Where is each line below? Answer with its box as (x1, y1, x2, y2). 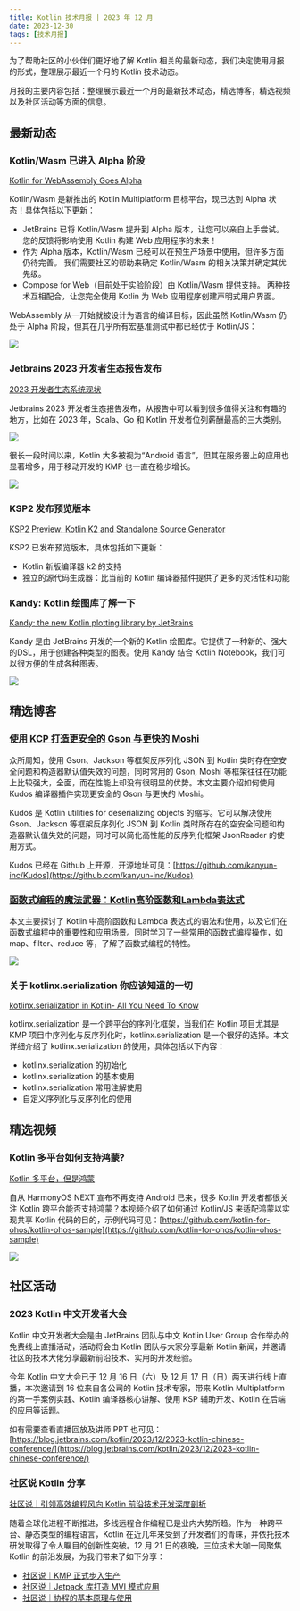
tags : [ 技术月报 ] (9, 29, 69, 38)
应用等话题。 (16, 1405, 64, 1415)
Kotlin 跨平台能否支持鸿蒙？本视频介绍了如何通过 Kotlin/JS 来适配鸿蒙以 (19, 1203, 283, 1213)
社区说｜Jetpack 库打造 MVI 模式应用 (21, 1581, 160, 1591)
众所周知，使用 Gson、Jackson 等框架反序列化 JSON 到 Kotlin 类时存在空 (9, 754, 279, 765)
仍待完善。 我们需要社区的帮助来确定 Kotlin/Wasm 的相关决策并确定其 (21, 257, 279, 268)
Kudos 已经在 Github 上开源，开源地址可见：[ (9, 860, 177, 870)
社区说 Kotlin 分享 (9, 1476, 86, 1489)
